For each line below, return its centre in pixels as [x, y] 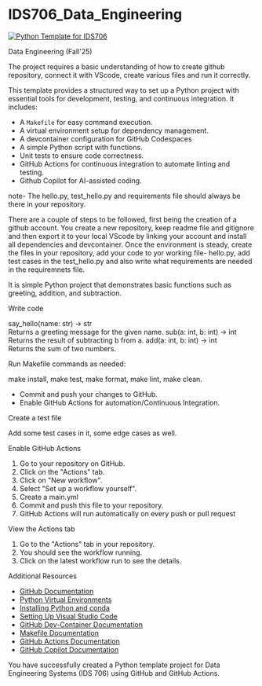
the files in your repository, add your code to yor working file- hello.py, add [129, 252]
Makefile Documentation [59, 633]
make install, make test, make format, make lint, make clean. [105, 379]
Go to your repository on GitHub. [72, 463]
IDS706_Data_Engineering [95, 15]
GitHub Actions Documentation [69, 641]
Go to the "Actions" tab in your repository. [87, 544]
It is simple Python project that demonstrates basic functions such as [120, 284]
